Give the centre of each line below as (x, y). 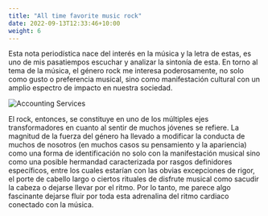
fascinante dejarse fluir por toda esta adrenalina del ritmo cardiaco (119, 196)
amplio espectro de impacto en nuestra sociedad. (91, 88)
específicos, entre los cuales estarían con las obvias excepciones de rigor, (132, 171)
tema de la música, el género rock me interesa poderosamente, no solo (126, 71)
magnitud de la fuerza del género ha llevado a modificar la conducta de (127, 136)
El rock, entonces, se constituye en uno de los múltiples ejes (109, 119)
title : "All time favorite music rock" (75, 16)
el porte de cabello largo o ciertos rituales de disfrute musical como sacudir (134, 179)
